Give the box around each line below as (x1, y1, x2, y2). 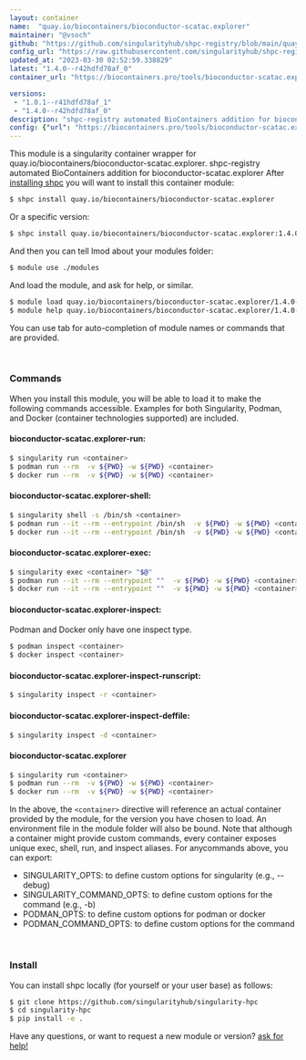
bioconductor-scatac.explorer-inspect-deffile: (9, 710, 190, 721)
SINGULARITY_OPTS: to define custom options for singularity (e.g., (22, 870, 275, 881)
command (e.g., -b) (22, 899, 97, 910)
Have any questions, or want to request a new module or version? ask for (9, 1031, 284, 1042)
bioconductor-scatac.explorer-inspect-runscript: (9, 670, 201, 681)
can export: (9, 852, 53, 863)
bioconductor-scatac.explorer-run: (9, 433, 147, 444)
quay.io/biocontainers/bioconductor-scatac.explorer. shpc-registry (9, 158, 261, 169)
